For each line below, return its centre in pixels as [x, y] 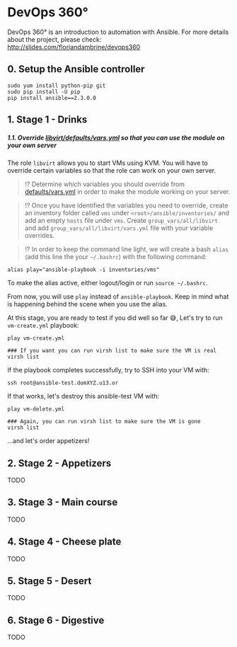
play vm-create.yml [36, 338]
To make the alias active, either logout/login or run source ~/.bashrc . [108, 283]
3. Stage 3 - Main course [63, 502]
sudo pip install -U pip [44, 92]
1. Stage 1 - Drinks [47, 120]
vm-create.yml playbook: [43, 326]
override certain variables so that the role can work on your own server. [112, 171]
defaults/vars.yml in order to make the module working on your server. [127, 192]
